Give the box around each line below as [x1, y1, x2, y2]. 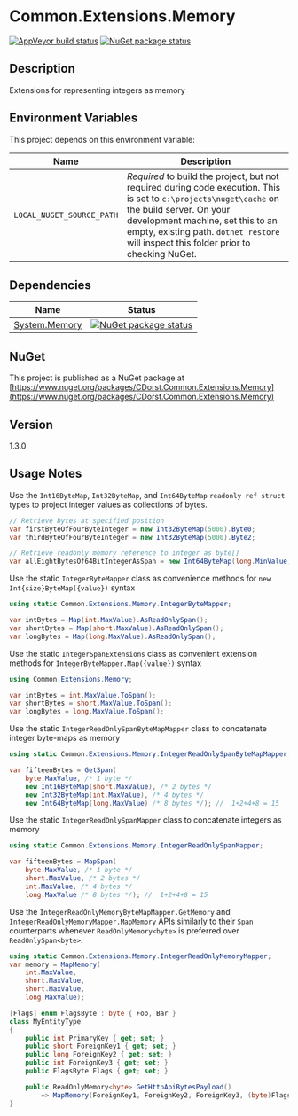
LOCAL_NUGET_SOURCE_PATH [13, 210, 119, 220]
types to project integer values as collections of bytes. [9, 499, 208, 510]
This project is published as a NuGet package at [9, 372, 184, 383]
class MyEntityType [9, 1017, 82, 1026]
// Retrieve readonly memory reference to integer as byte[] [9, 549, 240, 558]
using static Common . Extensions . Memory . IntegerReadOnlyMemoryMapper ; [9, 951, 272, 961]
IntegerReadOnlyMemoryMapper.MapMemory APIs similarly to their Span [9, 916, 254, 926]
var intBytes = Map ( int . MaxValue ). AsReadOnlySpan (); [9, 616, 208, 625]
